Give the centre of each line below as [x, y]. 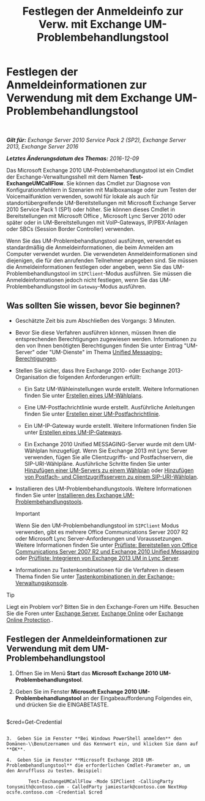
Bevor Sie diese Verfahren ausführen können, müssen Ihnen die [95, 332]
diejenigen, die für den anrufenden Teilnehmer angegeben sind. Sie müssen [102, 260]
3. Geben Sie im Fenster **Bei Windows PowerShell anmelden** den [94, 738]
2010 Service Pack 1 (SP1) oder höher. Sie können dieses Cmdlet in [91, 209]
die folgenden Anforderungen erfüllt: [95, 377]
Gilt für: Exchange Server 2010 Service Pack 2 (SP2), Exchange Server [96, 140]
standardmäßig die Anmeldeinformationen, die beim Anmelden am [90, 247]
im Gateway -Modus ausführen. [109, 286]
